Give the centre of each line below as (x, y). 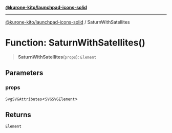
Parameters (24, 73)
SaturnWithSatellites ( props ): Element (57, 57)
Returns (18, 115)
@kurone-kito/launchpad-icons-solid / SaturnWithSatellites (68, 22)
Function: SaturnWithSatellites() (76, 43)
